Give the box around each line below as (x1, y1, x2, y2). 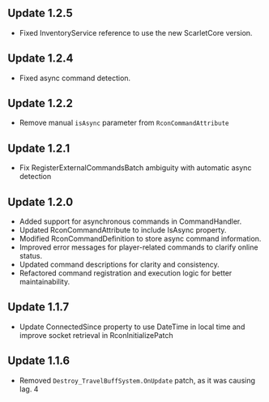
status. (19, 251, 42, 261)
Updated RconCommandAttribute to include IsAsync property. (19, 225, 227, 235)
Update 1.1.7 (7, 300, 70, 314)
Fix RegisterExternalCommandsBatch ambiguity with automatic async (19, 163, 252, 173)
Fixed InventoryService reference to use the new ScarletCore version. (19, 28, 253, 37)
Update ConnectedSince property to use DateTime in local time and (19, 322, 246, 331)
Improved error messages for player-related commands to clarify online (19, 242, 258, 252)
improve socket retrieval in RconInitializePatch (19, 330, 173, 340)
